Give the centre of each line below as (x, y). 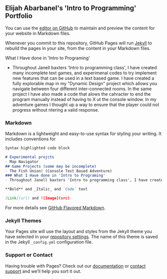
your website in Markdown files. (38, 33)
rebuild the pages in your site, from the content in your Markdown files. (78, 48)
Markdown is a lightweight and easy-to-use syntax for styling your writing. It (83, 134)
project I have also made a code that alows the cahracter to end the (82, 94)
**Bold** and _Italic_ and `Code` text (46, 189)
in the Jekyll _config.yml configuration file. (49, 242)
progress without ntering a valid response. (56, 110)
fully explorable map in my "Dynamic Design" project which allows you (85, 83)
